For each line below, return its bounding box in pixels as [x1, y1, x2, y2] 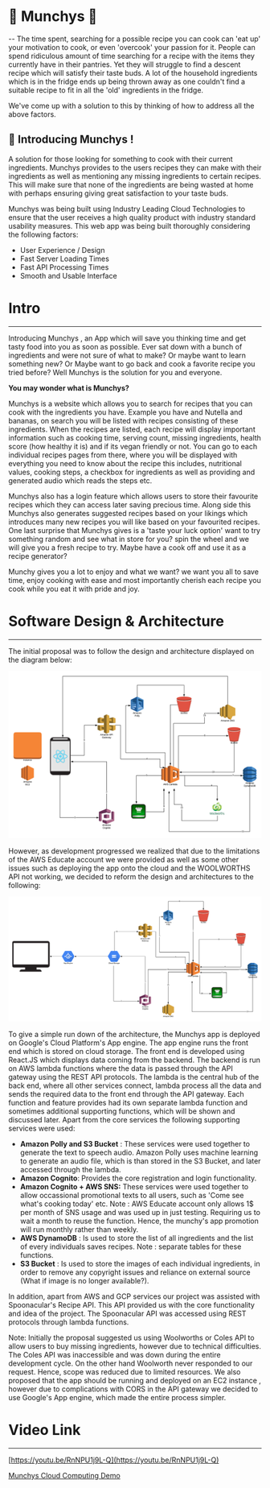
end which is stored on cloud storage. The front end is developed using [8, 1046, 245, 1056]
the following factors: [8, 229, 79, 239]
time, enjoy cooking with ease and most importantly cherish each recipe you [8, 575, 261, 585]
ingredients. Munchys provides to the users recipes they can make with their [8, 163, 262, 172]
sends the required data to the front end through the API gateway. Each [8, 1089, 245, 1098]
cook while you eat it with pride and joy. [8, 584, 140, 593]
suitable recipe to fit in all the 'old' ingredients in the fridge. [8, 85, 203, 95]
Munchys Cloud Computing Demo [8, 1470, 121, 1480]
